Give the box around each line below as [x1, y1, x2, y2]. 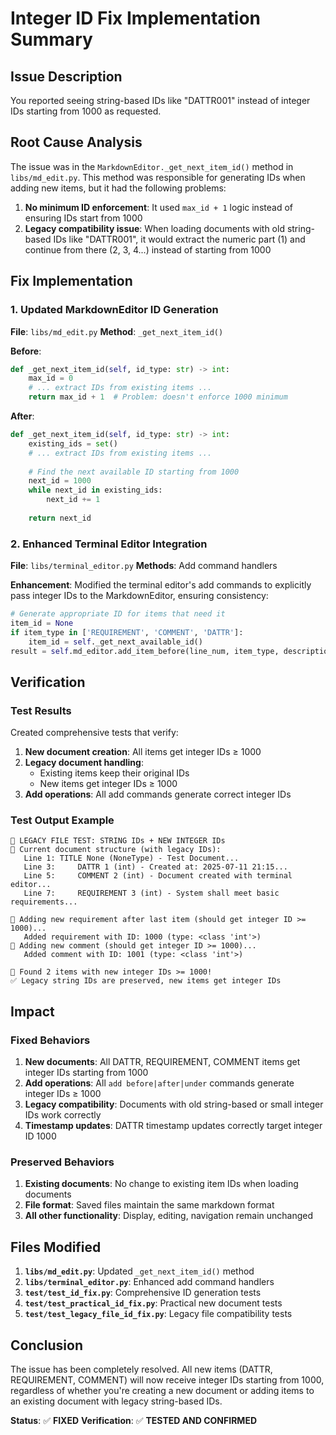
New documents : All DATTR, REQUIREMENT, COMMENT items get [24, 1056, 301, 1068]
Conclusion [10, 1337, 84, 1354]
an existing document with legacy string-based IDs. [10, 1395, 223, 1407]
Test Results [10, 703, 72, 717]
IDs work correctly [24, 1109, 102, 1121]
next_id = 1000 [28, 476, 92, 486]
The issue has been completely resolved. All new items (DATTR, [10, 1363, 273, 1376]
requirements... [10, 897, 78, 907]
